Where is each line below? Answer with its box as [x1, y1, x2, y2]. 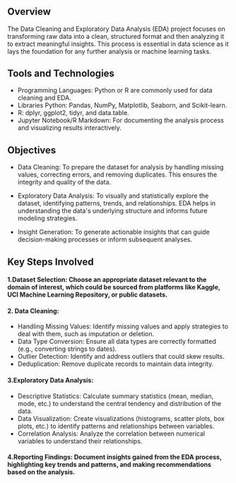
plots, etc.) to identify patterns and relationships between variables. [17, 422, 215, 430]
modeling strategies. [17, 214, 78, 222]
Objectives [7, 144, 57, 156]
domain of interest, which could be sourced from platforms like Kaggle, [7, 283, 220, 292]
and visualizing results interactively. [17, 124, 122, 132]
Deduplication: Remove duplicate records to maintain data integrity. [17, 359, 214, 369]
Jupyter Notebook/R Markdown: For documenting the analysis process [17, 116, 224, 125]
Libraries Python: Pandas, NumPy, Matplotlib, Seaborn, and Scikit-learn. [17, 101, 228, 109]
